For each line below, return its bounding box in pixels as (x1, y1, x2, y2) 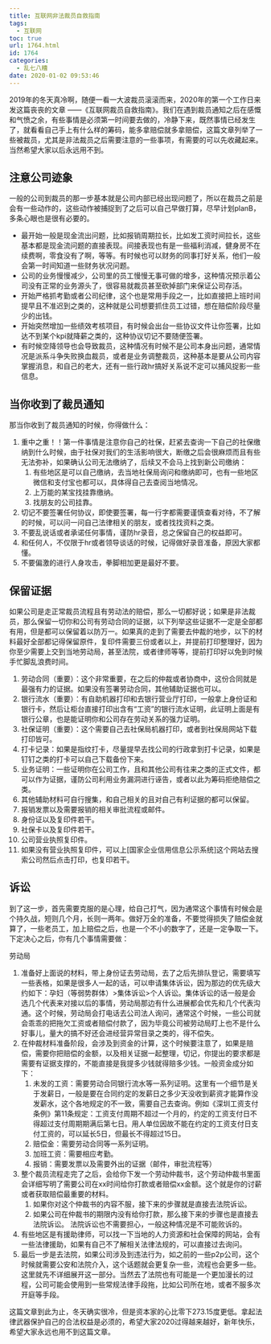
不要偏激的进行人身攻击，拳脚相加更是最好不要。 (20, 558, 183, 568)
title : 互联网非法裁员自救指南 (9, 11, 101, 20)
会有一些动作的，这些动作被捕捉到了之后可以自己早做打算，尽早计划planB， (9, 203, 261, 213)
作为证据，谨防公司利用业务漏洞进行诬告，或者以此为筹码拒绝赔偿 (35, 775, 254, 784)
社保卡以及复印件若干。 (20, 825, 99, 835)
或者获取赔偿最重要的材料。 (20, 1189, 113, 1198)
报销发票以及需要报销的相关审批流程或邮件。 (20, 805, 170, 815)
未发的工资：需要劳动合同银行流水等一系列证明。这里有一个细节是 (32, 1079, 252, 1088)
